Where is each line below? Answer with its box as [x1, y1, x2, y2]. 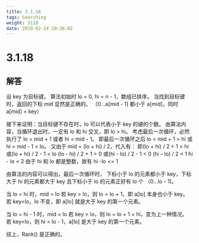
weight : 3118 [6, 20, 39, 26]
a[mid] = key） [6, 108, 43, 115]
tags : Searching [6, 14, 46, 20]
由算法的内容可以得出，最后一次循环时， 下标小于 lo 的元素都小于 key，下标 [6, 170, 192, 177]
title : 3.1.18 [6, 8, 42, 15]
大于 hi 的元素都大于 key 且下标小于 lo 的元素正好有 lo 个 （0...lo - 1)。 [6, 178, 177, 185]
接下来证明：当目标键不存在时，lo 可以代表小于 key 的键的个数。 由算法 [6, 120, 181, 128]
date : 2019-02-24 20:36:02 [6, 25, 73, 32]
